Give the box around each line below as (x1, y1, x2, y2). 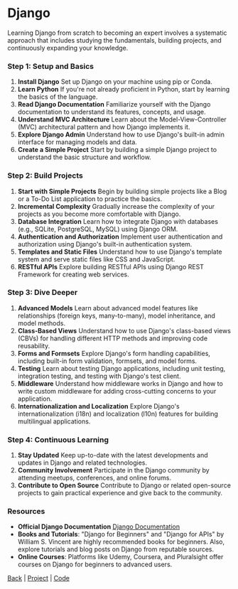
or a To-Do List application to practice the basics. (17, 194, 163, 203)
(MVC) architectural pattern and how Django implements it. (17, 123, 190, 131)
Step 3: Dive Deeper (7, 288, 78, 298)
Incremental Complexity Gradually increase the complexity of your (17, 202, 215, 210)
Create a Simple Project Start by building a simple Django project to (17, 146, 217, 154)
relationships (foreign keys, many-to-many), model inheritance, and (17, 311, 215, 320)
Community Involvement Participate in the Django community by (17, 466, 210, 475)
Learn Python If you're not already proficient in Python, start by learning (17, 85, 230, 94)
